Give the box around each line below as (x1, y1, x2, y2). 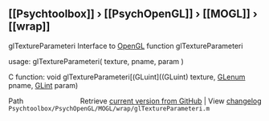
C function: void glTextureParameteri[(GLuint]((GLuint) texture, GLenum (8, 72, 246, 82)
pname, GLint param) (8, 80, 79, 90)
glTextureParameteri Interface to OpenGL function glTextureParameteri (8, 41, 243, 50)
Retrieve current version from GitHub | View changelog (79, 96, 262, 106)
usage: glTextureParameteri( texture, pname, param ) (8, 56, 185, 66)
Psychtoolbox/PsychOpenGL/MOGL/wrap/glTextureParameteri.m (8, 104, 210, 112)
